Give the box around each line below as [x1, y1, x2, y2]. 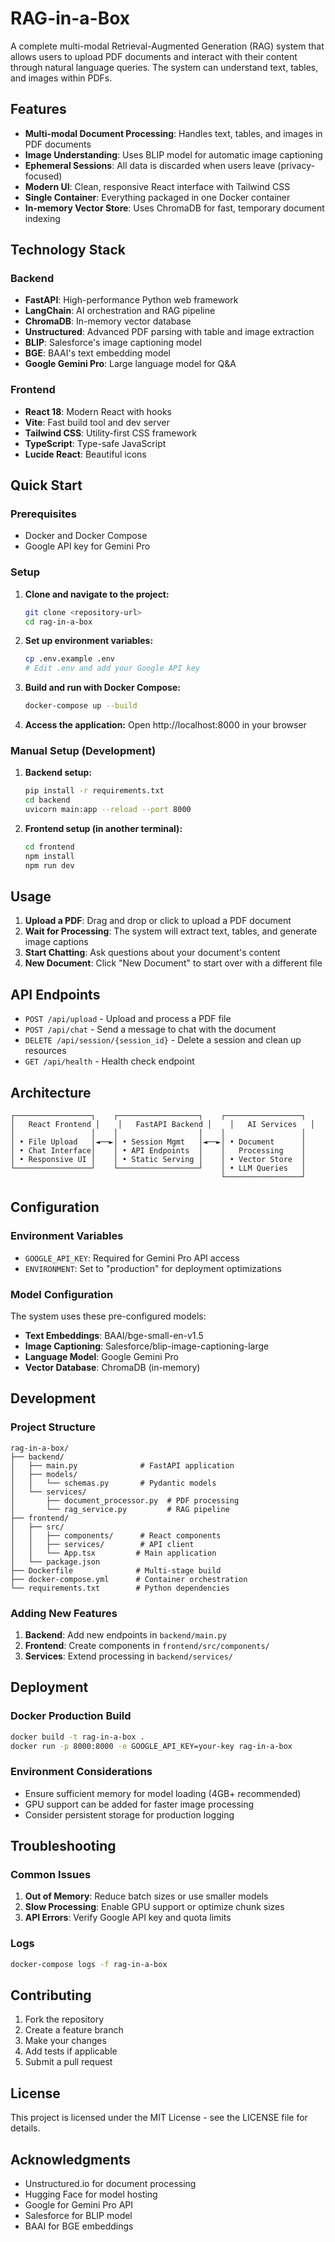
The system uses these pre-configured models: [10, 1310, 207, 1322]
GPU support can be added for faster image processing [24, 1798, 255, 1810]
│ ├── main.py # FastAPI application [10, 1460, 235, 1471]
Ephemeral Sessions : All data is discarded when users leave [24, 159, 276, 171]
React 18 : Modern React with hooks [24, 405, 172, 417]
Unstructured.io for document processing [24, 2178, 197, 2190]
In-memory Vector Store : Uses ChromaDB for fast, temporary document [24, 202, 325, 214]
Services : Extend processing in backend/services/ [24, 1650, 233, 1662]
